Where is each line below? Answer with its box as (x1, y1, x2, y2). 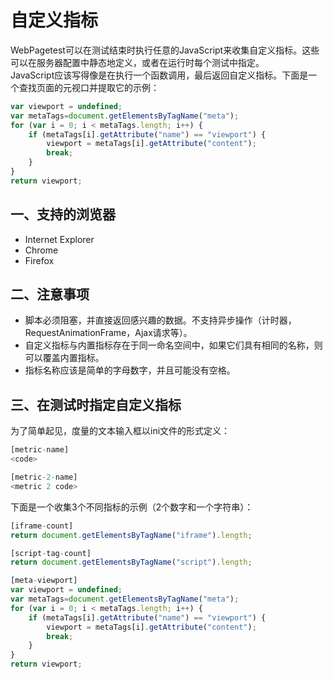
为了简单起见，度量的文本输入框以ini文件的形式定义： (10, 425, 231, 437)
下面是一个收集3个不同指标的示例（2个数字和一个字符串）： (10, 501, 254, 513)
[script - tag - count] (10, 548, 92, 558)
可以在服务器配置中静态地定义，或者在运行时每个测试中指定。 (10, 56, 265, 68)
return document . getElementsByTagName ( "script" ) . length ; (10, 557, 253, 568)
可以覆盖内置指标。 (24, 352, 105, 364)
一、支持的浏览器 (10, 206, 116, 223)
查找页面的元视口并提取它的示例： (18, 81, 160, 93)
